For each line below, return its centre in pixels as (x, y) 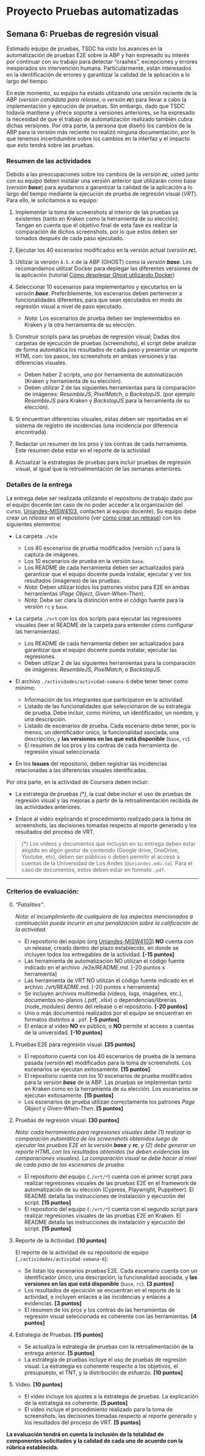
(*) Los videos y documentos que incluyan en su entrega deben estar (108, 843)
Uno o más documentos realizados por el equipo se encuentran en (108, 1013)
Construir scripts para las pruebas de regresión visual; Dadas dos (98, 337)
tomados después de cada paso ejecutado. (70, 238)
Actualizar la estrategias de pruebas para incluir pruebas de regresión (103, 462)
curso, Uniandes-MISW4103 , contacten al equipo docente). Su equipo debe (101, 511)
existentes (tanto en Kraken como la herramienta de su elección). (97, 219)
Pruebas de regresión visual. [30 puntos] (67, 1120)
